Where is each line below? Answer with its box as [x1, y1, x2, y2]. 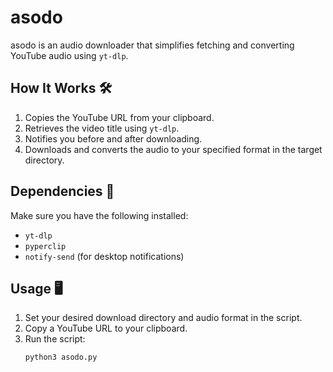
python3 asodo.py [24, 352, 98, 363]
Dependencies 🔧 [10, 183, 115, 200]
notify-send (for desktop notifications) [24, 250, 185, 262]
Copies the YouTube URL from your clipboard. [24, 111, 215, 123]
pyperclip [24, 241, 67, 251]
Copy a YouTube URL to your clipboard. [24, 322, 188, 335]
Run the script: [24, 333, 86, 345]
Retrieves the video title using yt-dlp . [24, 122, 180, 134]
